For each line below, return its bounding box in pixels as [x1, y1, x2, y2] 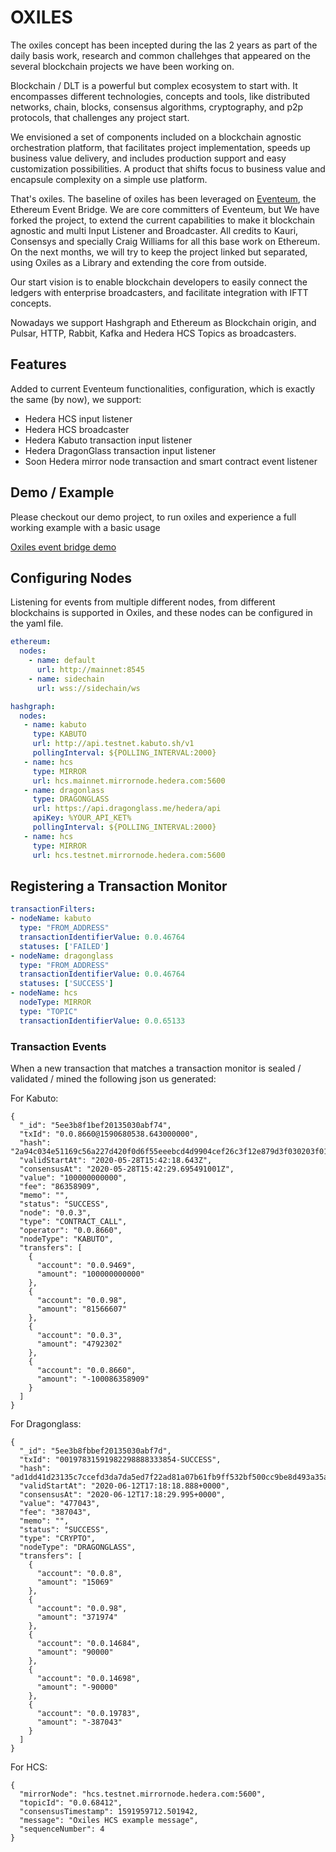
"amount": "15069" [36, 1577, 114, 1587]
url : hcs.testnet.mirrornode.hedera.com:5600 [32, 850, 226, 860]
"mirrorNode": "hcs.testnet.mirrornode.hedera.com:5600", [19, 1789, 267, 1799]
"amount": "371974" [36, 1612, 118, 1622]
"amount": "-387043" [36, 1717, 123, 1727]
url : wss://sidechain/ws [36, 683, 141, 693]
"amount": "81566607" [36, 1304, 128, 1314]
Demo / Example [10, 484, 115, 501]
